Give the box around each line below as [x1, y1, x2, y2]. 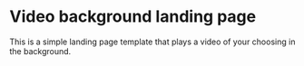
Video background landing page [9, 6, 257, 27]
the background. [9, 45, 72, 56]
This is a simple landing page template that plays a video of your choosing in [9, 36, 296, 47]
